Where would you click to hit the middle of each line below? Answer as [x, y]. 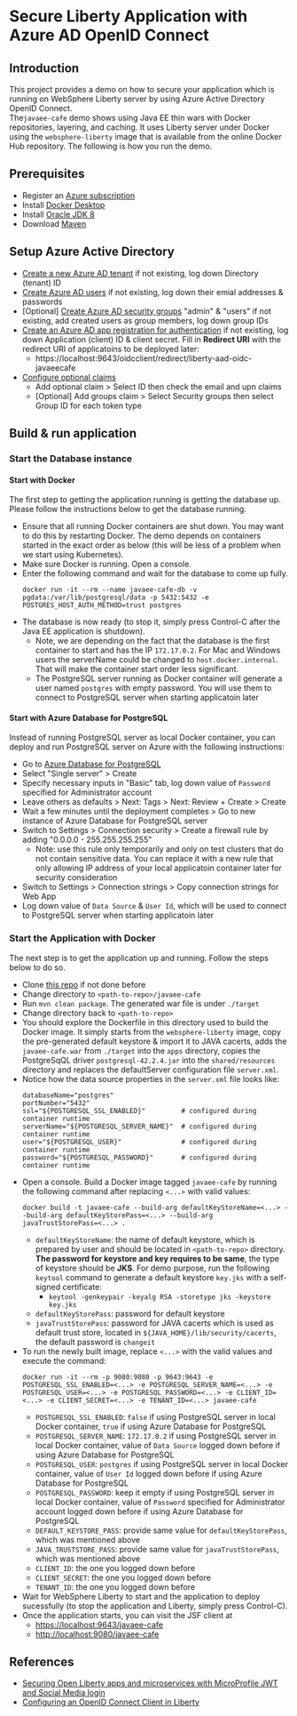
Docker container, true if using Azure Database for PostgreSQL [151, 1426]
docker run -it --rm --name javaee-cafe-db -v [109, 590]
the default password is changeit [95, 1342]
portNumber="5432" [56, 1103]
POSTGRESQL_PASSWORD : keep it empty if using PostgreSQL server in [155, 1492]
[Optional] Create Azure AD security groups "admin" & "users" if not [147, 311]
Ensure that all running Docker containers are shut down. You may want [153, 526]
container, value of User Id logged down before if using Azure [149, 1473]
